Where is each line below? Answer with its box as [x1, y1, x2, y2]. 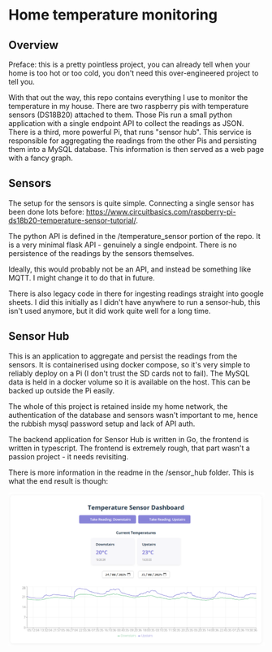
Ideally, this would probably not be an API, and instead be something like [8, 264, 252, 274]
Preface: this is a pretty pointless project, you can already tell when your [8, 59, 251, 69]
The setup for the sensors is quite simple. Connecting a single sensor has [8, 198, 254, 208]
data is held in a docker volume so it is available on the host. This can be [8, 376, 251, 387]
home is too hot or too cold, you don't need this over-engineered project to [8, 68, 259, 78]
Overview [8, 38, 59, 52]
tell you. [8, 77, 35, 86]
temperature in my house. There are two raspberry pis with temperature [8, 102, 249, 111]
